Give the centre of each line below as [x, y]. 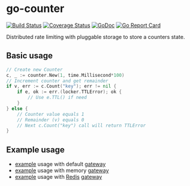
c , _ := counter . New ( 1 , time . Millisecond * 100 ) [65, 75]
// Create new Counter [34, 70]
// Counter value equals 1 [51, 114]
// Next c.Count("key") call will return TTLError [82, 125]
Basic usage [29, 56]
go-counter [35, 9]
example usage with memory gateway [62, 170]
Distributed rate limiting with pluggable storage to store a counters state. [96, 37]
